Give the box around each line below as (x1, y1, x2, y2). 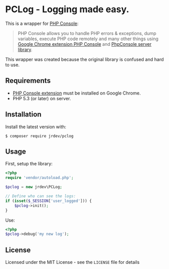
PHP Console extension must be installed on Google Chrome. (12, 90, 141, 96)
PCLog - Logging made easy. (5, 4, 129, 15)
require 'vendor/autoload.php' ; (5, 175, 74, 181)
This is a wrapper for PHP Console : (5, 20, 79, 26)
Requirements (5, 76, 51, 85)
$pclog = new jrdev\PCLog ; (5, 185, 62, 190)
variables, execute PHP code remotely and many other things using (17, 36, 159, 42)
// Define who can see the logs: (5, 194, 76, 199)
